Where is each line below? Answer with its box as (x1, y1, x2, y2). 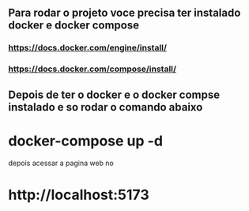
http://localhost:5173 (8, 186, 150, 204)
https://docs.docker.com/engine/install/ (8, 43, 168, 54)
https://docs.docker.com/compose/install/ (8, 63, 176, 74)
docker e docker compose (8, 19, 140, 32)
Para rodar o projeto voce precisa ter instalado (8, 6, 241, 20)
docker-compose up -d (8, 132, 164, 149)
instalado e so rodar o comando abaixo (8, 100, 203, 114)
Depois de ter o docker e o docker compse (8, 88, 220, 101)
